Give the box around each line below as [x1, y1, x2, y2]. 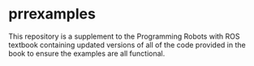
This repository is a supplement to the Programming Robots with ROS [8, 31, 241, 41]
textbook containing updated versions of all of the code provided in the [8, 39, 246, 49]
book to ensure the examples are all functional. [8, 48, 166, 58]
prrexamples [8, 5, 96, 23]
